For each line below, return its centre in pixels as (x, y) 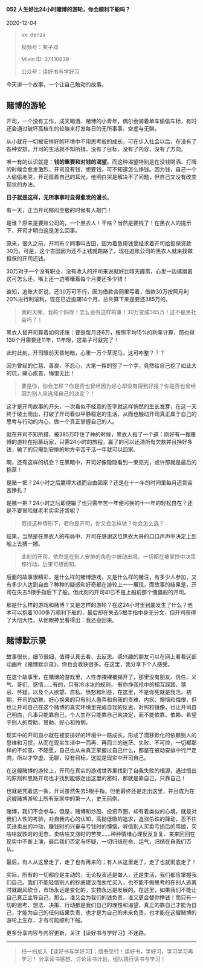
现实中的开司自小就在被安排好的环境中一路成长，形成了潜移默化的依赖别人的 (101, 735)
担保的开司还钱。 (27, 258)
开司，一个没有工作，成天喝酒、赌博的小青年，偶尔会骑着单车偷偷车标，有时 (101, 121)
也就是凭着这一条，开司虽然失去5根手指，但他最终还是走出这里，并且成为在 (101, 790)
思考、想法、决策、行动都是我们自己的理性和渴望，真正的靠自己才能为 (104, 905)
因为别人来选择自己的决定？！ (58, 394)
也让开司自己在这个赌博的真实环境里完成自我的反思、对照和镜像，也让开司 (99, 707)
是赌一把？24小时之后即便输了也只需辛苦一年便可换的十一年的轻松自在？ (97, 503)
